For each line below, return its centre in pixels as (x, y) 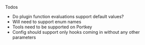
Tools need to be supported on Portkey (52, 27)
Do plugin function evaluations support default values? (68, 16)
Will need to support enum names (47, 22)
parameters (24, 37)
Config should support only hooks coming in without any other (76, 32)
